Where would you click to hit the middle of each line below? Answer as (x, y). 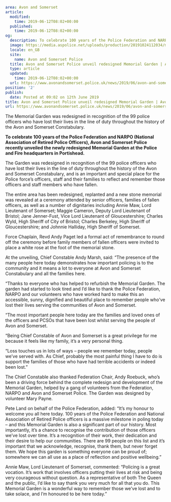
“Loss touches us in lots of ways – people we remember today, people (79, 351)
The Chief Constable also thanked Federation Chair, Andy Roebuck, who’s (83, 377)
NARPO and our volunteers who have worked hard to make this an (75, 294)
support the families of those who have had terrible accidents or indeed (80, 362)
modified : (20, 17)
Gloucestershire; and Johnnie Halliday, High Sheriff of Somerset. (73, 227)
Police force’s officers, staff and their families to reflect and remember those (85, 179)
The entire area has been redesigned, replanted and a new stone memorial (83, 195)
